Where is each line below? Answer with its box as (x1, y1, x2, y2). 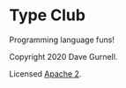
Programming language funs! (9, 34, 115, 45)
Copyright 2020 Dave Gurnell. (9, 51, 118, 62)
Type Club (9, 5, 86, 26)
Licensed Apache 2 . (9, 68, 82, 79)
